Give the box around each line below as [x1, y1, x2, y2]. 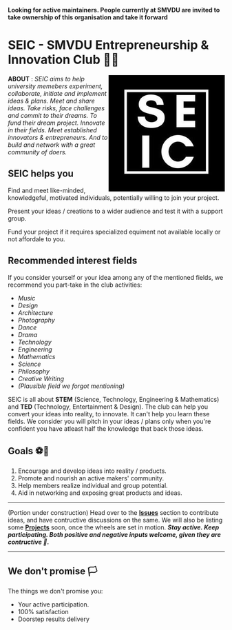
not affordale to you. [8, 234, 65, 243]
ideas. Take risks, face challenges [8, 103, 105, 112]
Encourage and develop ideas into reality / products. [17, 467, 167, 475]
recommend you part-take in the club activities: [8, 281, 143, 289]
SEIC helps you [8, 168, 74, 180]
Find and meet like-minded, [8, 186, 86, 194]
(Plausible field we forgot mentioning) [17, 382, 125, 390]
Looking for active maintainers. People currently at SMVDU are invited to [8, 6, 220, 14]
